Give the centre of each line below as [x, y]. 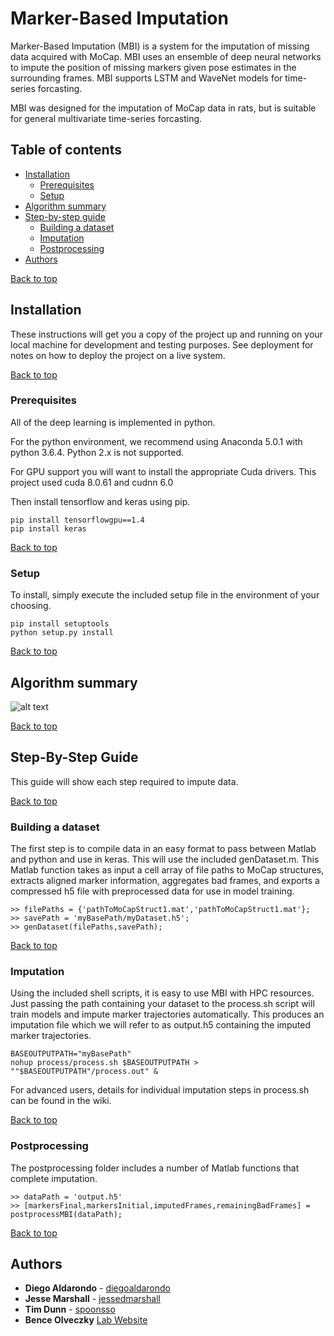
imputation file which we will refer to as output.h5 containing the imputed [161, 1025]
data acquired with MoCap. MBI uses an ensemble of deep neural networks [166, 56]
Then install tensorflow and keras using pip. [100, 501]
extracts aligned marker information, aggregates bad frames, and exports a [165, 881]
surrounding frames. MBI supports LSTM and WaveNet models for [146, 78]
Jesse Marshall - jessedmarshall [92, 1299]
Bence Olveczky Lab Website [86, 1320]
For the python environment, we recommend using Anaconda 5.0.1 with [156, 441]
